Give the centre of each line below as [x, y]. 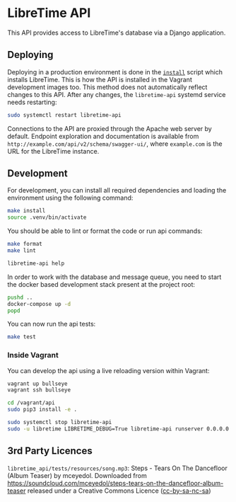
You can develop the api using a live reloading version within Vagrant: [108, 370]
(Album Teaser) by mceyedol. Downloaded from [77, 475]
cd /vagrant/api [31, 403]
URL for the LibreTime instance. [53, 151]
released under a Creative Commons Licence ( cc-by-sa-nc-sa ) [119, 491]
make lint [22, 251]
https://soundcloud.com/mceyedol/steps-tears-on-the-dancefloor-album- [116, 483]
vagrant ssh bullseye [39, 390]
